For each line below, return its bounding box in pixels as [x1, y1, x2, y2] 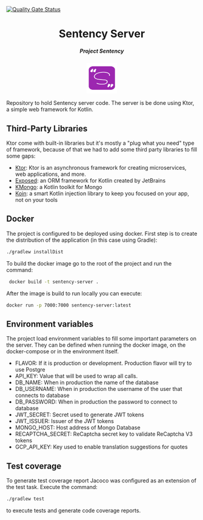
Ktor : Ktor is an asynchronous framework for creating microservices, [15, 164, 187, 171]
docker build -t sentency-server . [8, 279, 99, 285]
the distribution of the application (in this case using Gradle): [6, 236, 158, 244]
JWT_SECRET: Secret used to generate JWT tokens [15, 411, 144, 418]
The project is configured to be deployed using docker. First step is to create [6, 230, 198, 237]
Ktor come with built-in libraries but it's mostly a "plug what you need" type [6, 139, 195, 147]
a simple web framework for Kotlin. [6, 106, 94, 113]
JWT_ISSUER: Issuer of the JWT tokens [15, 418, 114, 425]
